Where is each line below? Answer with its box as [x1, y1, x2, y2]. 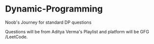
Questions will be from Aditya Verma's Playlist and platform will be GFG [5, 29, 150, 34]
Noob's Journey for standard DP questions [5, 19, 92, 25]
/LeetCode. [5, 34, 28, 40]
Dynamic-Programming [5, 3, 103, 15]
